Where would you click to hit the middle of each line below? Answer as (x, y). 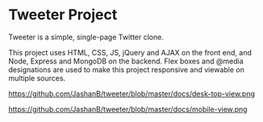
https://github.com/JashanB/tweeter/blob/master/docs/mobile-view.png (128, 109)
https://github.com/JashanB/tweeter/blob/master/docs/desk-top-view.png (132, 93)
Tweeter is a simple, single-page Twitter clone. (86, 37)
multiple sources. (37, 78)
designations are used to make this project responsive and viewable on (126, 69)
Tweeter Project (63, 15)
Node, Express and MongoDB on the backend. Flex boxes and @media (126, 61)
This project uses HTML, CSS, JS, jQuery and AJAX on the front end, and (130, 52)
